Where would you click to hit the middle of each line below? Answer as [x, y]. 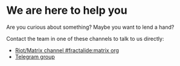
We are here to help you [67, 10]
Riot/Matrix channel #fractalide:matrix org [67, 50]
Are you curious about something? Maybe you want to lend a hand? [90, 27]
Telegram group [35, 56]
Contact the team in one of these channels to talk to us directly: [85, 38]
